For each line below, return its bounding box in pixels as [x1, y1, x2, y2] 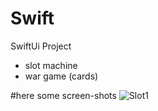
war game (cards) [24, 70, 99, 82]
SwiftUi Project [10, 40, 72, 52]
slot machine [24, 59, 78, 71]
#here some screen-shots [10, 89, 117, 101]
